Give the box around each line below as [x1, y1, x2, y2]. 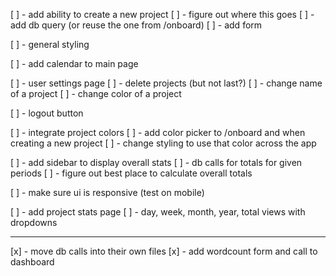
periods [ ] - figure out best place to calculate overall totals [10, 167, 253, 179]
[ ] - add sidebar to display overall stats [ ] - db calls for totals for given [10, 157, 303, 168]
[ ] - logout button [10, 107, 84, 119]
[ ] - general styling [10, 39, 90, 50]
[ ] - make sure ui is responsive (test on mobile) [10, 187, 205, 198]
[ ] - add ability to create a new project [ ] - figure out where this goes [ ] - [10, 9, 315, 20]
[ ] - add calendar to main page [10, 58, 139, 69]
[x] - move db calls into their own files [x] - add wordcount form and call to [10, 245, 318, 257]
